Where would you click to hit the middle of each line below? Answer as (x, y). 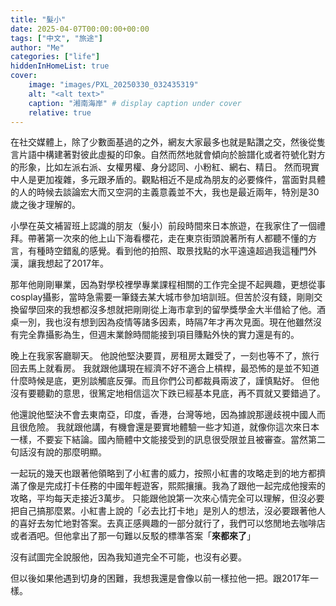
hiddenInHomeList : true (60, 66)
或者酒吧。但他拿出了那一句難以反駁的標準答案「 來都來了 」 (133, 536)
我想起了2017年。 (72, 263)
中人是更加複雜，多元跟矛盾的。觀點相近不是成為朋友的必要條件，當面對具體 (168, 180)
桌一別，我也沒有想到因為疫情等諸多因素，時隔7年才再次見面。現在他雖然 (161, 322)
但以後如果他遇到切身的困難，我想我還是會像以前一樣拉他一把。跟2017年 (160, 578)
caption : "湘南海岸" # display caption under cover (135, 103)
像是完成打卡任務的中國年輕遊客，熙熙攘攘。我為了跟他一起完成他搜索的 (176, 486)
